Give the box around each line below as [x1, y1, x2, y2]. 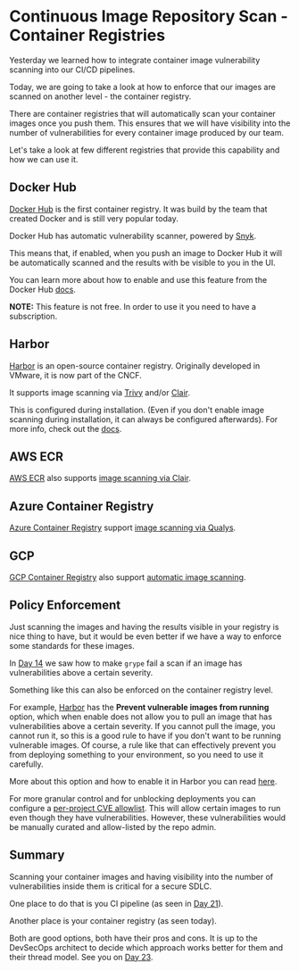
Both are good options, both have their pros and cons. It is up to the [9, 933, 258, 943]
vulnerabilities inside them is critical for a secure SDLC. [9, 881, 212, 892]
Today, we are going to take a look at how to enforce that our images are [9, 81, 277, 92]
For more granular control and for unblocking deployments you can [9, 793, 256, 804]
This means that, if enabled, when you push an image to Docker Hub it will [9, 247, 283, 258]
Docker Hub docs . [9, 284, 76, 295]
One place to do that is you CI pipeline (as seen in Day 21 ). [9, 898, 224, 909]
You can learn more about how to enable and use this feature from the [9, 274, 268, 285]
